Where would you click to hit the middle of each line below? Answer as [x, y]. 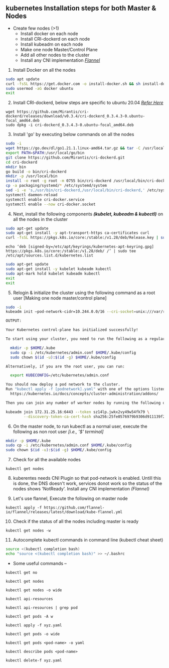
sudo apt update [23, 79]
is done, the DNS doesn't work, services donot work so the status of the [88, 483]
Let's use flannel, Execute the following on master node [70, 498]
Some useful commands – [40, 563]
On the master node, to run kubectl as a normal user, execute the [80, 426]
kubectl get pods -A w [29, 616]
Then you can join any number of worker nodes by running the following [83, 403]
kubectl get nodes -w [28, 531]
